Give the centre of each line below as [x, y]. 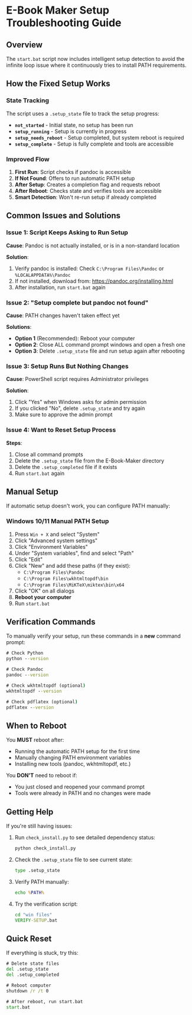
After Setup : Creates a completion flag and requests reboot [87, 185]
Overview [25, 45]
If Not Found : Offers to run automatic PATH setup [75, 178]
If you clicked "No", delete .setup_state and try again [80, 408]
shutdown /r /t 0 [27, 991]
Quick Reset [29, 938]
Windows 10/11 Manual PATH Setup [58, 521]
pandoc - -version [27, 675]
